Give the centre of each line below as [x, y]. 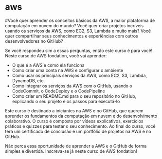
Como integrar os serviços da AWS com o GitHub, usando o [72, 86]
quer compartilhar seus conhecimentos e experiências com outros [72, 36]
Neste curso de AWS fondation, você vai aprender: [56, 55]
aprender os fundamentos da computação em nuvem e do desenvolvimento [81, 116]
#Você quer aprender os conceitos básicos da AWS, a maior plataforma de [80, 20]
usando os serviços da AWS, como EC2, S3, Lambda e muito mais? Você [78, 31]
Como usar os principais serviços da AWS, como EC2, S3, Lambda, [80, 75]
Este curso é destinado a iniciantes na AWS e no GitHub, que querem [74, 110]
